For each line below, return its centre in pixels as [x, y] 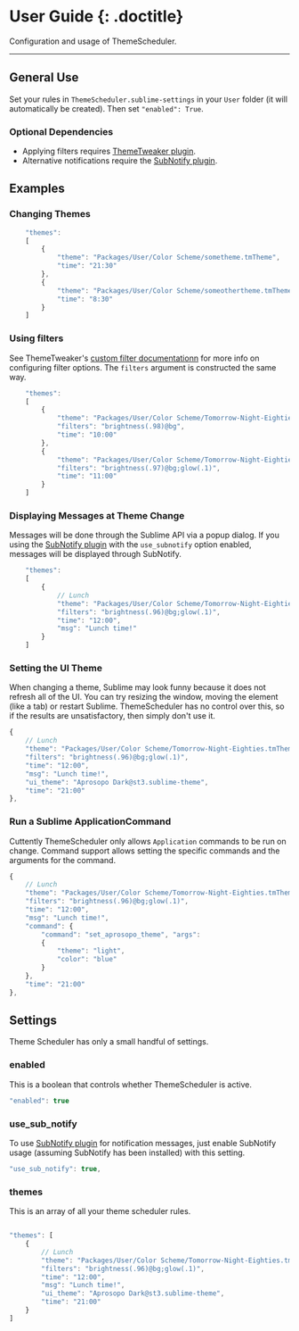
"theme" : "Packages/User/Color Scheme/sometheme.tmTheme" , [168, 258]
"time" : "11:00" [87, 476]
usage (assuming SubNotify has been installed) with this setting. [127, 1152]
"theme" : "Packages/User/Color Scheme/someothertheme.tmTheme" [176, 291]
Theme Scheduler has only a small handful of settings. [109, 1042]
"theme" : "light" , [91, 951]
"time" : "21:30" [87, 266]
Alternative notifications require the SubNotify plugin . [120, 161]
